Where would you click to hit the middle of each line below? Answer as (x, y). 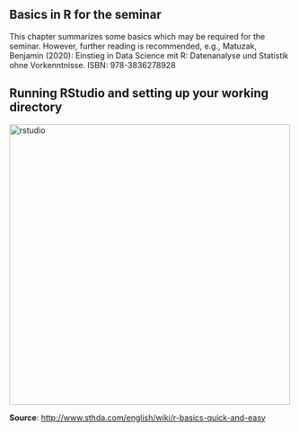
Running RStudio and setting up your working (139, 93)
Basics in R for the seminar (85, 15)
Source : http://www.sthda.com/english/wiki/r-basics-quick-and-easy (138, 418)
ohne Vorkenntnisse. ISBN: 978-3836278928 (93, 65)
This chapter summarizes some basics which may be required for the (137, 36)
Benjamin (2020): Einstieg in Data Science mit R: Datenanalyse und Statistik (149, 55)
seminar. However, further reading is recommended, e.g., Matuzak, (133, 46)
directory (36, 107)
